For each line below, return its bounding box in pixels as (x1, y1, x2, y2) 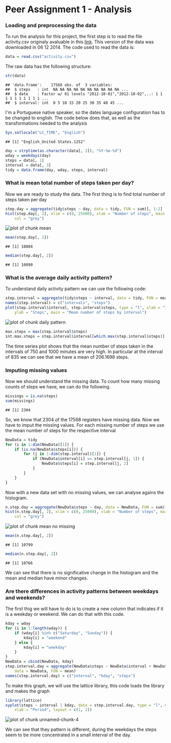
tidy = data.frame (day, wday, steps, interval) (5, 167, 108, 172)
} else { (14, 640, 33, 645)
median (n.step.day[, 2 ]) (5, 551, 58, 556)
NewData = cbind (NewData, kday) (5, 659, 74, 664)
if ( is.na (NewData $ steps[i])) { (14, 447, 83, 452)
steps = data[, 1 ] (5, 157, 44, 163)
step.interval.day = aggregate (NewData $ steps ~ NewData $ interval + (5, 664, 152, 669)
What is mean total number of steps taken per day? (5, 179, 134, 187)
